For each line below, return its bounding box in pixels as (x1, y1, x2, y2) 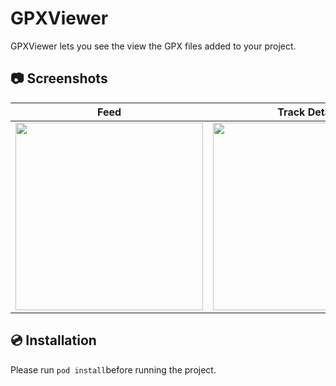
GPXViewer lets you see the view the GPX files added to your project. (10, 40, 297, 52)
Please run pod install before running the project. (10, 363, 217, 376)
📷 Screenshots (10, 70, 108, 87)
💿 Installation (10, 332, 97, 349)
